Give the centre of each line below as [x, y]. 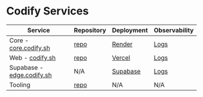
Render [122, 44]
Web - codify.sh [33, 57]
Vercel [121, 57]
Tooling [20, 84]
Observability [174, 30]
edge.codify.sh [31, 75]
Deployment [130, 30]
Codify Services [47, 11]
